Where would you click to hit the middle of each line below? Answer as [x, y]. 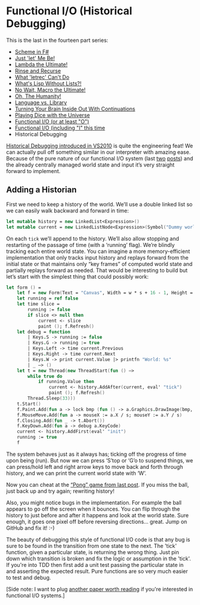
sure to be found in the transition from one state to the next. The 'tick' [92, 546]
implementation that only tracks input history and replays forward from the [97, 257]
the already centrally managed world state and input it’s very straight [90, 165]
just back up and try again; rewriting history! [60, 491]
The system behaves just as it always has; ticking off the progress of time [96, 454]
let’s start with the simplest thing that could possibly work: [77, 276]
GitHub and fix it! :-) [30, 528]
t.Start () [29, 404]
